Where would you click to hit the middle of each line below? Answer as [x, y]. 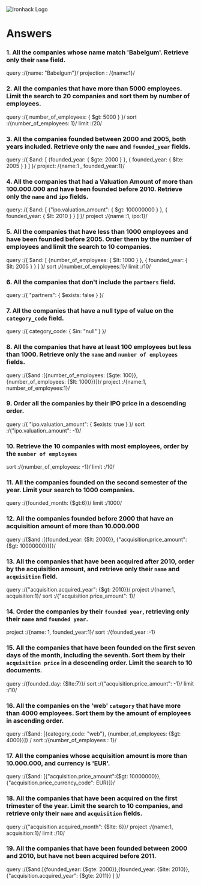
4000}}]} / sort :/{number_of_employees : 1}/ [61, 740]
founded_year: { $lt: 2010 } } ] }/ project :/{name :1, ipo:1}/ [77, 216]
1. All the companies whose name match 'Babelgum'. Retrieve [97, 52]
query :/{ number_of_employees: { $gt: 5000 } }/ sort [71, 117]
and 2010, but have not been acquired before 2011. [81, 856]
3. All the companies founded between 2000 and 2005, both [96, 139]
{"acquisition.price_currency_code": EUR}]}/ [61, 783]
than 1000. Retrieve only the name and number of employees [92, 354]
